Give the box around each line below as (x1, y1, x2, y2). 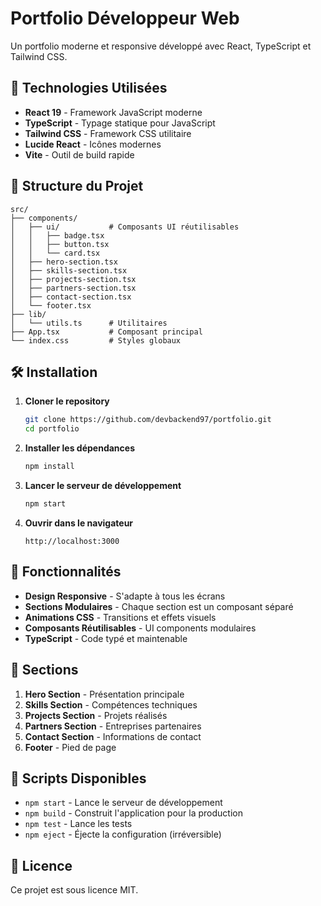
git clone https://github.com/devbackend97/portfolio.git (24, 415, 272, 425)
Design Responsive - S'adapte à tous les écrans (24, 590, 226, 602)
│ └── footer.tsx (10, 300, 92, 311)
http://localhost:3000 (24, 536, 120, 546)
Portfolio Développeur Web (10, 7, 240, 30)
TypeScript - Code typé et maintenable (24, 632, 188, 644)
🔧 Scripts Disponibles (10, 770, 147, 787)
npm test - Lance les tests (24, 818, 133, 830)
